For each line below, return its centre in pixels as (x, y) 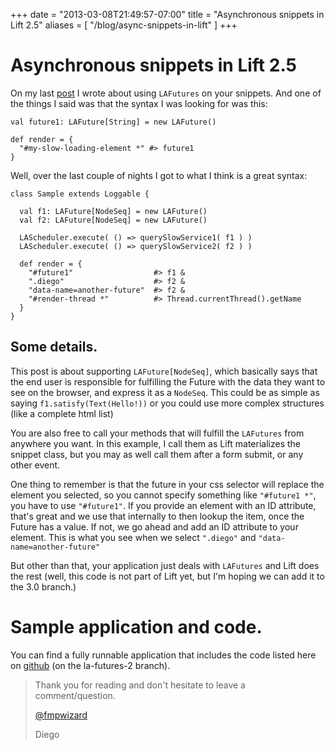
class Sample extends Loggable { (80, 194)
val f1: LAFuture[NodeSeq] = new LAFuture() (113, 211)
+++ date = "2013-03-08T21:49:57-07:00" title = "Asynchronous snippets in (167, 14)
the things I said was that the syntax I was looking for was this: (139, 103)
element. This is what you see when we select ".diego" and (133, 537)
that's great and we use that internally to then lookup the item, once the (157, 516)
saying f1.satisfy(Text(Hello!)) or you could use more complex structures (167, 403)
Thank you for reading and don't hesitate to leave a (140, 685)
